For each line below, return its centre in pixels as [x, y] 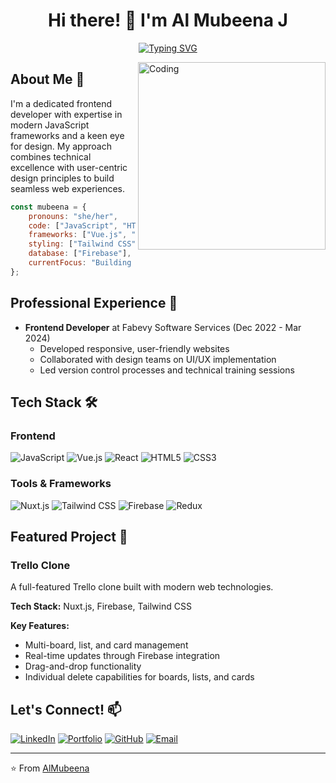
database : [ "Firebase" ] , [80, 254]
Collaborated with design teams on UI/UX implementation [158, 359]
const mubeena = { [48, 207]
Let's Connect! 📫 [66, 709]
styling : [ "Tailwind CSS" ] [84, 244]
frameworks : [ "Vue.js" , [78, 235]
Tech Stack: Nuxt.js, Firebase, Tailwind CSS [101, 606]
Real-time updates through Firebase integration [122, 656]
